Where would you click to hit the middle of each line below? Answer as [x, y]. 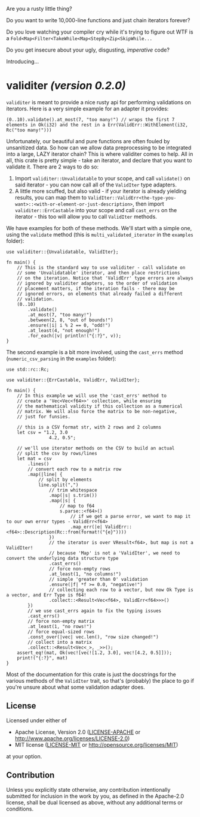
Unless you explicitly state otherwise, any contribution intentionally [88, 789]
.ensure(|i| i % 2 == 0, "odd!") [69, 325]
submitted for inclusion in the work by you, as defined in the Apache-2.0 [95, 796]
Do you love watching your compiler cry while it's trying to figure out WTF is [100, 32]
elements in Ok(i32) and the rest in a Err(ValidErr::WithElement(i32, [97, 125]
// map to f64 [77, 506]
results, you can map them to [51, 197]
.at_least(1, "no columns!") [85, 574]
